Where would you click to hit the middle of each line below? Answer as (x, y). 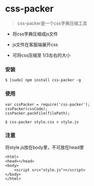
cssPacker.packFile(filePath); (38, 113)
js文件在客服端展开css (35, 44)
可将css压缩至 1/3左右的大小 (41, 55)
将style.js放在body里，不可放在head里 (45, 147)
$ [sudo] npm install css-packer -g (43, 80)
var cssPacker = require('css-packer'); (48, 104)
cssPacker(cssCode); (27, 109)
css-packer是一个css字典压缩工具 (52, 23)
